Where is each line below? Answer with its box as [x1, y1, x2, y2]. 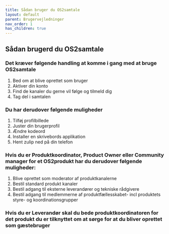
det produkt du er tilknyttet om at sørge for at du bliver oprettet [5, 216, 162, 223]
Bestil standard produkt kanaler [12, 181, 78, 187]
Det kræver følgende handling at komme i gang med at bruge [5, 60, 157, 67]
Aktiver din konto [12, 83, 48, 89]
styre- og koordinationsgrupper [12, 197, 78, 203]
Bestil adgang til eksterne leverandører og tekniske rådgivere [12, 186, 140, 192]
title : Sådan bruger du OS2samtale [5, 7, 80, 13]
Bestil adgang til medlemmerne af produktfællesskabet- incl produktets [12, 192, 161, 198]
